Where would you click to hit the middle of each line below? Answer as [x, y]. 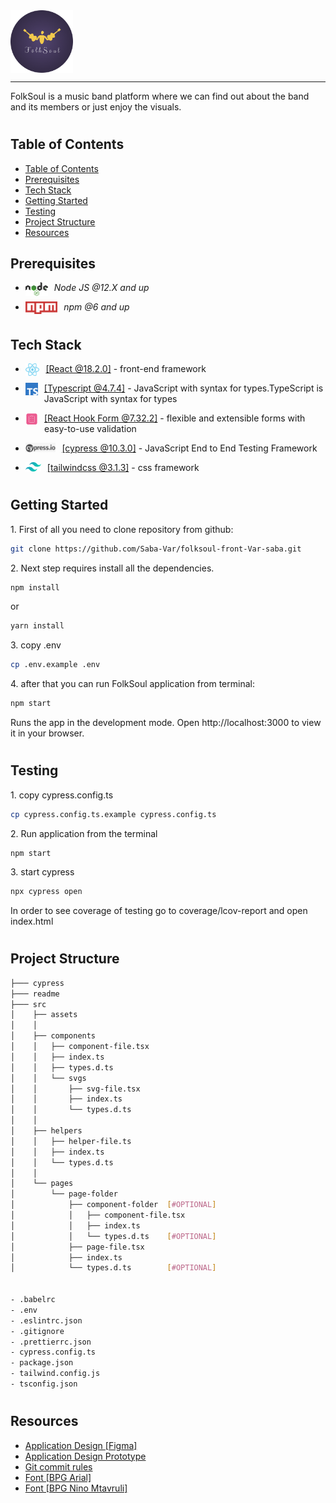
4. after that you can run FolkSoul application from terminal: [132, 684]
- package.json [42, 1363]
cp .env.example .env [55, 665]
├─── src [28, 1004]
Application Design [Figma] [81, 1445]
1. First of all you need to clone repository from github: [122, 529]
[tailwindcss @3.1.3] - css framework [123, 468]
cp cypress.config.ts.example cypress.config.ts [113, 814]
